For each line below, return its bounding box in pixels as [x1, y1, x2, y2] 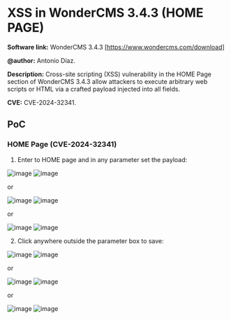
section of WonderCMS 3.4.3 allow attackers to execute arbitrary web [7, 77, 208, 85]
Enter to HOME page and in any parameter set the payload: [17, 155, 188, 163]
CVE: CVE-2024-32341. [7, 98, 77, 106]
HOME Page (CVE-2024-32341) [7, 140, 117, 150]
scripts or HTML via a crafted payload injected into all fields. [7, 85, 180, 93]
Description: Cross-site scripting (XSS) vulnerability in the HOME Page [7, 70, 211, 78]
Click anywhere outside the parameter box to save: [17, 236, 164, 245]
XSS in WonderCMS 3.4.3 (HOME [7, 5, 204, 21]
